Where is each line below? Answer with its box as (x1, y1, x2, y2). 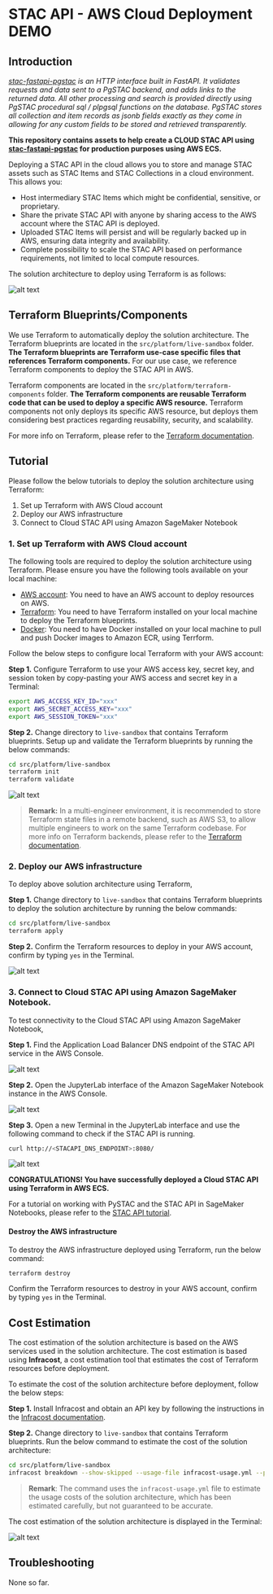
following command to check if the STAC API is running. (8, 1128, 196, 1138)
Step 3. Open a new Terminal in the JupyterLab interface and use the (8, 1120, 240, 1130)
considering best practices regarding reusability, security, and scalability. (8, 414, 253, 424)
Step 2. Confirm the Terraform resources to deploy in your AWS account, (8, 942, 253, 952)
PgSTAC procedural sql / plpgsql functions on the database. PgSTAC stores (8, 103, 262, 112)
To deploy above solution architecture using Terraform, (8, 879, 193, 889)
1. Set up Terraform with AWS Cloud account (8, 538, 188, 550)
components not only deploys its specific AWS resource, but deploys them (8, 406, 258, 416)
